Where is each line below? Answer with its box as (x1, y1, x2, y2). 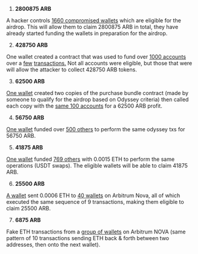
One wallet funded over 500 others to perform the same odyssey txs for (6, 126, 185, 132)
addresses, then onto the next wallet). (6, 241, 101, 248)
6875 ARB (14, 217, 41, 223)
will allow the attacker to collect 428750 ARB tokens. (6, 66, 137, 73)
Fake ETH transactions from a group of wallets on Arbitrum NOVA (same (6, 228, 186, 235)
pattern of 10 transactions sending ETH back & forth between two (6, 235, 170, 241)
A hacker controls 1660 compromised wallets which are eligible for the (6, 17, 181, 24)
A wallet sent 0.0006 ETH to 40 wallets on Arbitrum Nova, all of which (6, 192, 180, 199)
